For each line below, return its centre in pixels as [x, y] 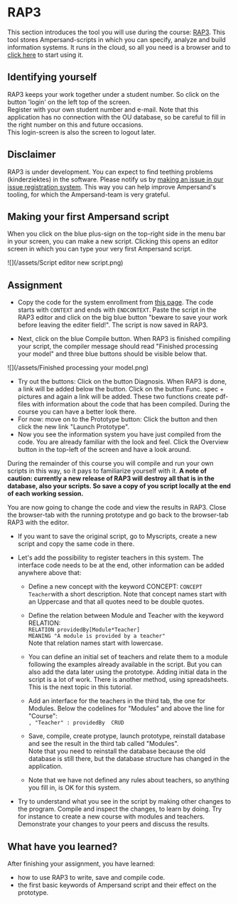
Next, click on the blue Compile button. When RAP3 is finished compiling [124, 339]
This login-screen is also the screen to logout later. [82, 132]
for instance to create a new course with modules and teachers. [111, 816]
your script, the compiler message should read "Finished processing [118, 347]
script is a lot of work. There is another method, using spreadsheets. [128, 680]
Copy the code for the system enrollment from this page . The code [115, 303]
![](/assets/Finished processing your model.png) [78, 368]
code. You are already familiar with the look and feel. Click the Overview [123, 442]
